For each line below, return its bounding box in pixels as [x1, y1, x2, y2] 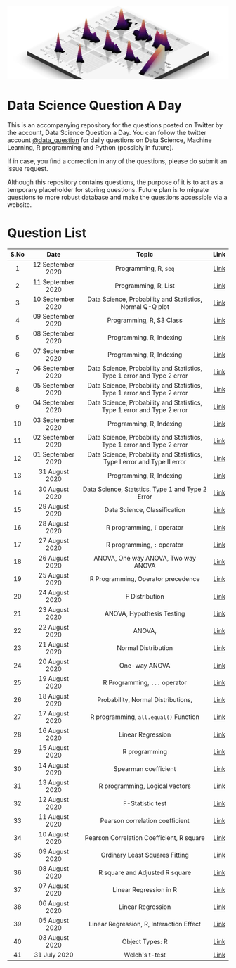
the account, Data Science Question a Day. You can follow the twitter [7, 128, 207, 136]
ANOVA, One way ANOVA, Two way [93, 554, 197, 562]
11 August [38, 813, 69, 821]
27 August [38, 537, 69, 545]
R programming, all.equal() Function [90, 713, 200, 721]
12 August [38, 796, 69, 804]
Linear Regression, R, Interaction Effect [88, 920, 202, 929]
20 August [38, 657, 69, 666]
